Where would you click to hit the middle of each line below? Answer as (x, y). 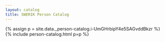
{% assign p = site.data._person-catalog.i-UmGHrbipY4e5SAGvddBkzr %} (83, 28)
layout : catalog (22, 10)
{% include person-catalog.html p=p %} (47, 34)
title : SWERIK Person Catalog (37, 14)
